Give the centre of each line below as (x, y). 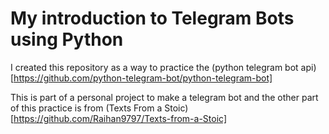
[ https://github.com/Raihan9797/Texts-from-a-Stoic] (118, 118)
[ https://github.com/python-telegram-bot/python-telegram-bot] (141, 78)
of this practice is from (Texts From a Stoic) (99, 108)
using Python (67, 39)
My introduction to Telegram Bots (152, 18)
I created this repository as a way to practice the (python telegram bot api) (163, 67)
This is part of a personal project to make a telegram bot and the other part (164, 97)
